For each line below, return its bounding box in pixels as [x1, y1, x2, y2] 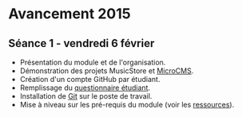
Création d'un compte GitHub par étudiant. [19, 75, 161, 84]
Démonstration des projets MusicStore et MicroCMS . [19, 66, 194, 76]
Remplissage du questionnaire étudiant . [19, 83, 150, 92]
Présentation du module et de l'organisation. [19, 57, 166, 67]
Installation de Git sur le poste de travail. [19, 92, 153, 100]
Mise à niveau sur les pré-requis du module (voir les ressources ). [19, 100, 235, 109]
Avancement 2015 [8, 5, 131, 23]
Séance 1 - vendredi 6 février [8, 37, 155, 50]
